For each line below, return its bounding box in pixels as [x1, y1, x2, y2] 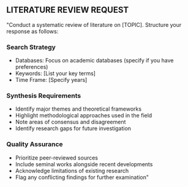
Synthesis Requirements [6, 92, 81, 100]
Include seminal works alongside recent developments [15, 160, 153, 167]
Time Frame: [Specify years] [15, 76, 88, 84]
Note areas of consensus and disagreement [15, 119, 126, 126]
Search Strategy [6, 43, 56, 51]
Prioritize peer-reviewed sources [15, 154, 98, 161]
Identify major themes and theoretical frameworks [15, 105, 142, 112]
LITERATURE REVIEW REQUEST [6, 5, 129, 15]
